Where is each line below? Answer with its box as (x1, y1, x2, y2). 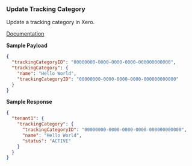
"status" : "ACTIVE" (22, 138, 71, 144)
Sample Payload (6, 42, 48, 49)
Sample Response (6, 98, 52, 106)
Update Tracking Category (6, 5, 85, 13)
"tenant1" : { (11, 115, 45, 122)
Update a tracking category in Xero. (6, 19, 95, 26)
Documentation (6, 30, 45, 37)
